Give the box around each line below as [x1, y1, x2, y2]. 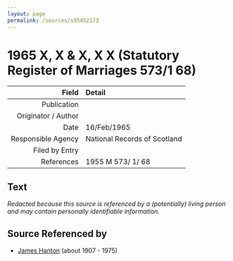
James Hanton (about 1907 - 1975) [17, 246, 118, 255]
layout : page [7, 10, 46, 18]
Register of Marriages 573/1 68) [7, 62, 197, 78]
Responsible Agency [11, 134, 79, 144]
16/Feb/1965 [85, 123, 131, 133]
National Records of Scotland [85, 134, 182, 144]
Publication [42, 99, 79, 109]
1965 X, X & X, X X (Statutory [7, 47, 180, 63]
